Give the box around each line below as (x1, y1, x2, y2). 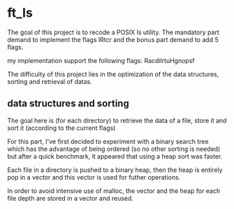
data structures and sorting (7, 98, 129, 110)
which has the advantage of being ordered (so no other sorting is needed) (7, 145, 221, 153)
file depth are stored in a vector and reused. (7, 194, 134, 202)
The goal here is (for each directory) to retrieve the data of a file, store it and (7, 116, 227, 124)
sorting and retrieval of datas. (7, 77, 93, 85)
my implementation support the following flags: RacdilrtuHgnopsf (7, 56, 196, 64)
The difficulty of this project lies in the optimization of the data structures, (7, 70, 219, 78)
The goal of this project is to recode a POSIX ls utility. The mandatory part (7, 28, 220, 36)
